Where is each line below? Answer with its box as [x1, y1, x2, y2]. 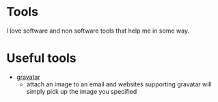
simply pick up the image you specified [26, 87, 137, 95]
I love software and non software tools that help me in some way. [6, 27, 189, 35]
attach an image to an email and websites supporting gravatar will [26, 80, 213, 88]
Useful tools [6, 50, 77, 66]
